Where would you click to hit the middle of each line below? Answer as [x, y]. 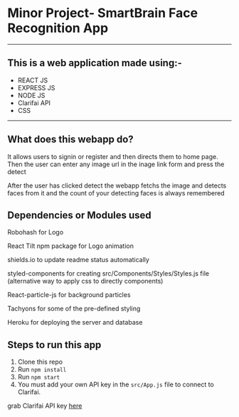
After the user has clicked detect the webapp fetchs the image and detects [117, 185]
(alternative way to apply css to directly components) [85, 281]
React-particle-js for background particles [69, 295]
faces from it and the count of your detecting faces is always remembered [116, 193]
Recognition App [58, 28]
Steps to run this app [54, 345]
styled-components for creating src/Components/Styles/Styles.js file [108, 274]
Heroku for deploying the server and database [75, 323]
